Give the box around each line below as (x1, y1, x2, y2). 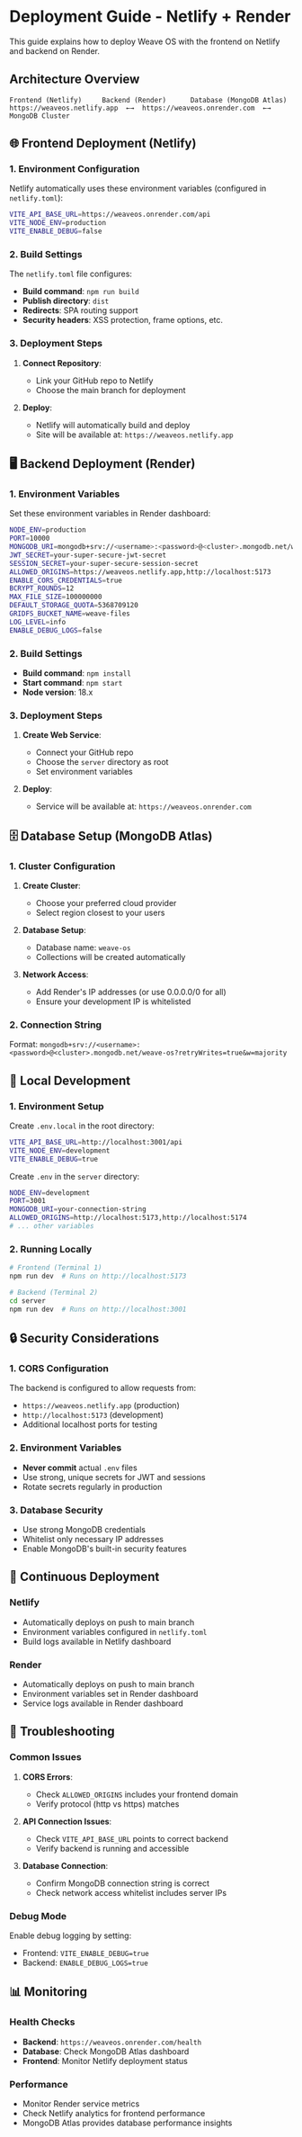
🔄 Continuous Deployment (9, 1569, 160, 1585)
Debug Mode (9, 1909, 67, 1922)
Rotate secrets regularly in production (22, 1481, 163, 1492)
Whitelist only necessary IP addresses (22, 1533, 164, 1544)
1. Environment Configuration (9, 163, 140, 175)
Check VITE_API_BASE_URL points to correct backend (35, 1833, 229, 1844)
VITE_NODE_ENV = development (9, 1145, 111, 1155)
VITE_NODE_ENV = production (9, 219, 106, 228)
